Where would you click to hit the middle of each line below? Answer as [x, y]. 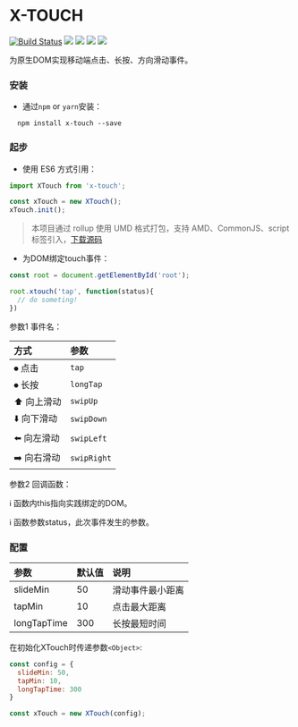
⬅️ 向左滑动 [37, 437]
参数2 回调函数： [40, 484]
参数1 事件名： [36, 326]
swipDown [89, 419]
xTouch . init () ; [38, 210]
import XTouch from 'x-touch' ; [68, 186]
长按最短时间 [140, 623]
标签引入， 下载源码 [67, 240]
